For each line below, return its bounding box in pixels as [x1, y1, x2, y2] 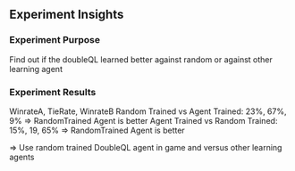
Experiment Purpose [9, 34, 101, 46]
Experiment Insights [9, 7, 124, 22]
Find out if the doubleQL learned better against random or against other [9, 53, 273, 65]
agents [9, 151, 35, 162]
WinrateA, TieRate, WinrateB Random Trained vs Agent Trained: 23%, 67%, [9, 106, 287, 117]
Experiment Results [9, 85, 97, 98]
